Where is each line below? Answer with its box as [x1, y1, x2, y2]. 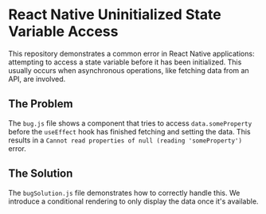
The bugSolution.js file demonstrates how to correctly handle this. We [8, 188, 241, 197]
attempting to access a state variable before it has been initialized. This [8, 57, 242, 67]
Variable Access [8, 22, 119, 41]
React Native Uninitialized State [8, 6, 221, 24]
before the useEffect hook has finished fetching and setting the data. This [8, 126, 251, 136]
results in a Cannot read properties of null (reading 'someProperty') [8, 135, 243, 145]
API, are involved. [8, 74, 66, 84]
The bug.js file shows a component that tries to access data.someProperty [8, 118, 252, 128]
